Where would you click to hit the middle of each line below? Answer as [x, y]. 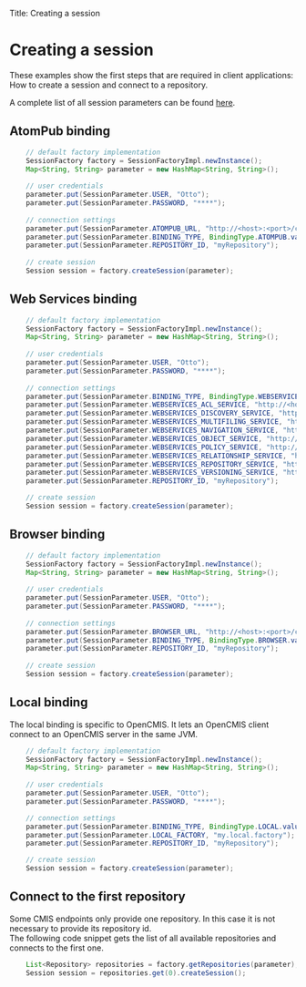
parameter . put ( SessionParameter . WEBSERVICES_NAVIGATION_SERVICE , [153, 431]
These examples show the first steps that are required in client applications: [152, 75]
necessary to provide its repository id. [81, 928]
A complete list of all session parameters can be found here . [122, 102]
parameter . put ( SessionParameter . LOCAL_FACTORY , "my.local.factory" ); [161, 835]
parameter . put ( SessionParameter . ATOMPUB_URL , [114, 228]
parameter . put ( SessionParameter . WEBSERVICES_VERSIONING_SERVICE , [153, 473]
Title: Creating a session [55, 13]
